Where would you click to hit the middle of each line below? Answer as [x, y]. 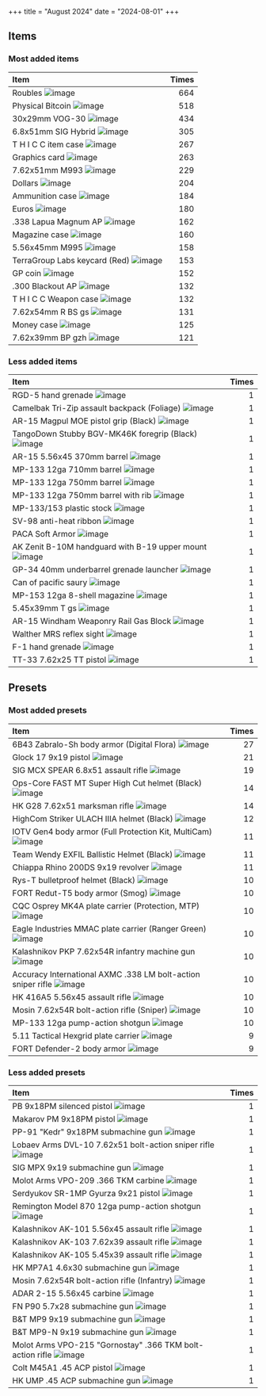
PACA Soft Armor [44, 534]
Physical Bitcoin [42, 105]
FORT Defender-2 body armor [69, 1048]
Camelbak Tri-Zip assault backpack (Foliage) [97, 407]
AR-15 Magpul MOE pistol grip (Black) [84, 421]
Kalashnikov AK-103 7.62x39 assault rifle [91, 1241]
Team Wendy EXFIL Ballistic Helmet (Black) [93, 854]
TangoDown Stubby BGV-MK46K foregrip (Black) [105, 434]
